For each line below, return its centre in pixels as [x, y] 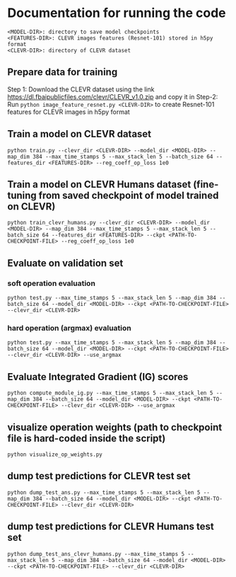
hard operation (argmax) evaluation [70, 328]
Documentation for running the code [117, 13]
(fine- [206, 184]
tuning [22, 195]
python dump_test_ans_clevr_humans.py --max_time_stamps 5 [96, 554]
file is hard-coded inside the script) [87, 438]
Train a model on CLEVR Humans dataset [99, 184]
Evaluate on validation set [65, 263]
